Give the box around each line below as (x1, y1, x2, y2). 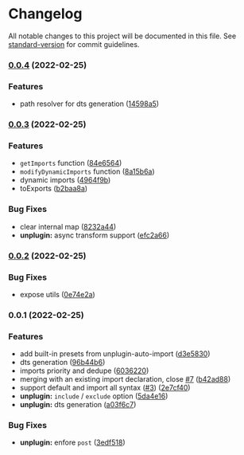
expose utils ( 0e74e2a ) (19, 289, 95, 299)
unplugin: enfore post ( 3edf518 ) (19, 437, 126, 447)
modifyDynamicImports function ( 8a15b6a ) (19, 167, 155, 176)
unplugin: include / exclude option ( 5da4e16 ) (19, 391, 168, 401)
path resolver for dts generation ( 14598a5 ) (19, 99, 160, 108)
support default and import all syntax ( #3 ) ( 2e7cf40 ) (19, 383, 191, 393)
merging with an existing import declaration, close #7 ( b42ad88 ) (19, 375, 231, 384)
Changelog (8, 5, 83, 23)
